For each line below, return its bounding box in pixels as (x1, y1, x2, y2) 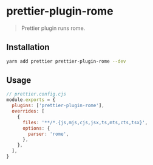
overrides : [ (12, 108, 45, 114)
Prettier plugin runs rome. (21, 24, 86, 32)
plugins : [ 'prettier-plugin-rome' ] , (12, 102, 104, 109)
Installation (6, 42, 50, 52)
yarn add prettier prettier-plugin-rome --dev (6, 58, 126, 65)
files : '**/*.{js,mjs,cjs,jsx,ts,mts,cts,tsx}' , (22, 119, 148, 125)
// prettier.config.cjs (6, 91, 67, 97)
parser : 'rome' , (28, 131, 69, 137)
